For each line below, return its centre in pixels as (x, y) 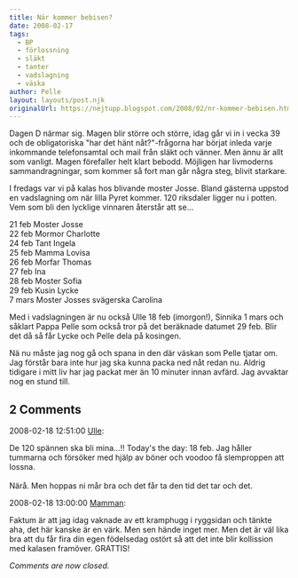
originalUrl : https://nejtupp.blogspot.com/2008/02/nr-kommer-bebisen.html (152, 108)
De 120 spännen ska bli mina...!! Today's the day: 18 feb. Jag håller (131, 448)
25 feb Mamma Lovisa (50, 253)
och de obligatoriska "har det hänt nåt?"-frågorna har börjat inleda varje (141, 143)
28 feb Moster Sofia (46, 281)
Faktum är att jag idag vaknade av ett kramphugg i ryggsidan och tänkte (141, 520)
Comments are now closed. (59, 566)
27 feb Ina (27, 272)
